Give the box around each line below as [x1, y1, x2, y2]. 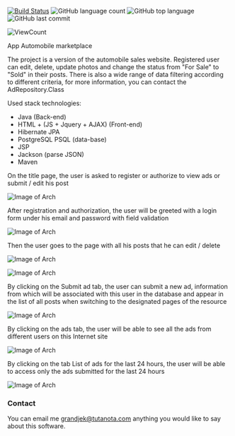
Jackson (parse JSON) [17, 151, 85, 158]
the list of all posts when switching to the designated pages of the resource [7, 297, 227, 305]
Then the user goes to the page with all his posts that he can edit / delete [7, 241, 221, 249]
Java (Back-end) [17, 113, 67, 121]
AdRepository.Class [7, 86, 65, 93]
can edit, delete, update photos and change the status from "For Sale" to [7, 63, 219, 71]
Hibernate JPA [17, 128, 60, 136]
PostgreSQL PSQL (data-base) [17, 135, 108, 143]
